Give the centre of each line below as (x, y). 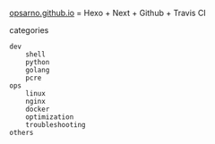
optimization (50, 117)
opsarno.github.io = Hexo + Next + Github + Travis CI (107, 13)
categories (29, 30)
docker (38, 109)
